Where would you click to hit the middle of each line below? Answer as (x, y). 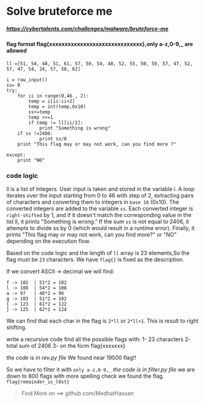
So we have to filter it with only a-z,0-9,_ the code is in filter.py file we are (101, 370)
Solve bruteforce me (59, 11)
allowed (17, 51)
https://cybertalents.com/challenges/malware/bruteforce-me (88, 28)
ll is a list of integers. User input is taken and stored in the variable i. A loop (100, 189)
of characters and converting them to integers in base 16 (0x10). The (93, 202)
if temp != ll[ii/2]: (56, 123)
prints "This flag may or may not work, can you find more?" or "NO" (92, 235)
